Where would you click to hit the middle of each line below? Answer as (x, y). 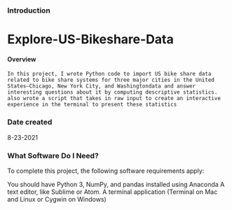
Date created (30, 122)
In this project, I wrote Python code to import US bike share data (109, 74)
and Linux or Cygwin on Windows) (57, 199)
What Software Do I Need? (53, 155)
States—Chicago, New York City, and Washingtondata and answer (102, 86)
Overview (22, 59)
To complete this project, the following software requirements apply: (106, 171)
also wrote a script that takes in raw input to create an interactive (114, 99)
